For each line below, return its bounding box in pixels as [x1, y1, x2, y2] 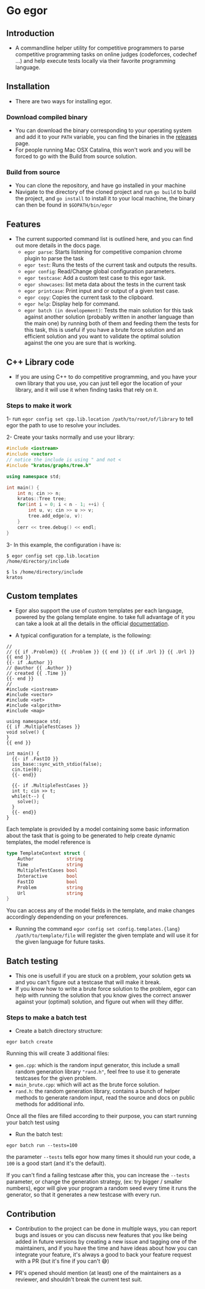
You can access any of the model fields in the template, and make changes [6, 907, 195, 914]
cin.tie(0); [12, 766, 43, 773]
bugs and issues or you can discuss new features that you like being [15, 1232, 188, 1239]
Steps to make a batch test [6, 1013, 87, 1021]
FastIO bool [17, 878, 78, 885]
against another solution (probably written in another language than [24, 313, 194, 321]
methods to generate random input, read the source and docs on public [15, 1094, 195, 1101]
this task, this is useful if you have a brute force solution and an [24, 326, 184, 334]
